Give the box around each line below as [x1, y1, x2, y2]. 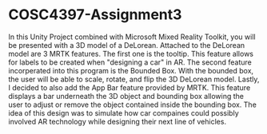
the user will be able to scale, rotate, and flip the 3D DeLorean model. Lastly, [8, 74, 260, 84]
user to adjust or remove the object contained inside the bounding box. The [8, 100, 257, 109]
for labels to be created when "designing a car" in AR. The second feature [8, 57, 252, 67]
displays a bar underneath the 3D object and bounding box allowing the [8, 91, 245, 100]
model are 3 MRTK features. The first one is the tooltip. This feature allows [8, 49, 254, 58]
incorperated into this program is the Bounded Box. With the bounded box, [8, 65, 254, 75]
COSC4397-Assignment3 [8, 6, 182, 24]
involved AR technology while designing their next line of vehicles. [8, 116, 226, 126]
